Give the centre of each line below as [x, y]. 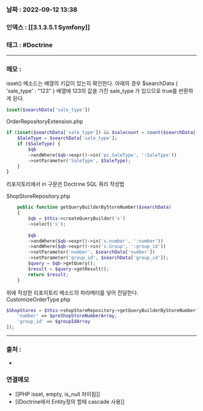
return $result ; [48, 275]
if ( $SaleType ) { [39, 144]
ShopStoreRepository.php [38, 196]
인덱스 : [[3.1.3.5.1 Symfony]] [48, 27]
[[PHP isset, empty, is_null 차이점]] [57, 394]
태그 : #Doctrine [30, 45]
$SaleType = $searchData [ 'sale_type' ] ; [67, 138]
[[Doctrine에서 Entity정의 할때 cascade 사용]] [70, 401]
